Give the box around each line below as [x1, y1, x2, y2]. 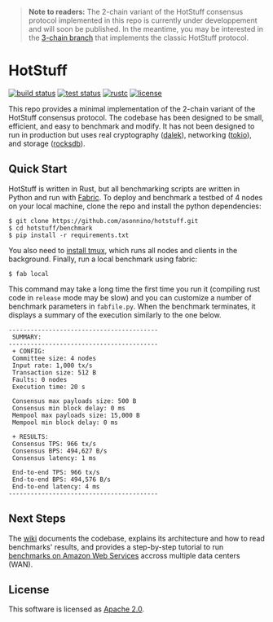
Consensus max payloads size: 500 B [11, 396, 137, 405]
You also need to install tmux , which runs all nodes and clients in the [8, 245, 238, 255]
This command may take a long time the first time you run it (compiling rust [8, 284, 261, 294]
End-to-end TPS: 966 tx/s [11, 468, 100, 476]
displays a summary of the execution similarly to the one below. [8, 309, 222, 320]
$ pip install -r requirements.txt [8, 231, 130, 239]
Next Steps [8, 512, 66, 526]
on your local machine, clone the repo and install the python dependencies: [8, 201, 262, 211]
